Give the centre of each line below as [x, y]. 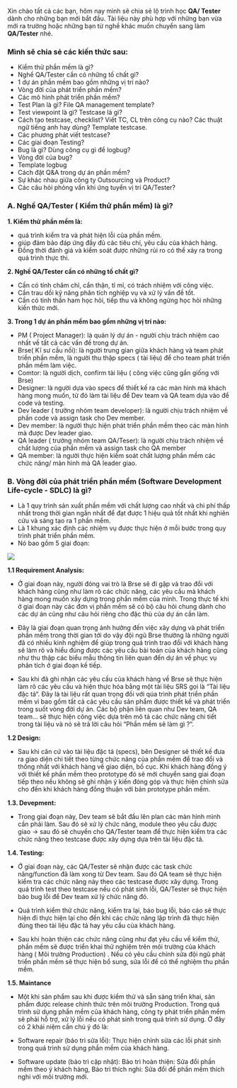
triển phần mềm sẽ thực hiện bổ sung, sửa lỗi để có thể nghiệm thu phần [123, 961]
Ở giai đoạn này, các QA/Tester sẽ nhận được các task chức [105, 866]
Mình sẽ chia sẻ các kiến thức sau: [68, 52]
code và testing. [41, 403]
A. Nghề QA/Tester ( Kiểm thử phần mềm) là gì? [90, 206]
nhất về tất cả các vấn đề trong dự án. [73, 343]
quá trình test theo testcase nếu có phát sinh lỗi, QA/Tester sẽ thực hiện [122, 889]
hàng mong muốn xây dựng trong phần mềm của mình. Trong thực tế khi [123, 599]
